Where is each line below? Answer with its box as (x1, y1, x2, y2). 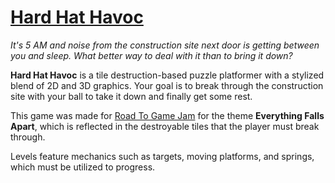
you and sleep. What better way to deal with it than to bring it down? (10, 49, 293, 61)
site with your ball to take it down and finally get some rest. (10, 90, 253, 102)
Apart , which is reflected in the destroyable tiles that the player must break (10, 120, 320, 132)
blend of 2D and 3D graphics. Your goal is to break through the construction (10, 79, 324, 91)
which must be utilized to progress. (10, 161, 156, 173)
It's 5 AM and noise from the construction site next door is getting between (10, 39, 320, 51)
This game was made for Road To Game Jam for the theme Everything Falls (10, 109, 325, 121)
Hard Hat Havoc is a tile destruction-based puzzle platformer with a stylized (10, 69, 325, 81)
